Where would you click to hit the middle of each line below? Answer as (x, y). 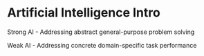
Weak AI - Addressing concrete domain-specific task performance (102, 45)
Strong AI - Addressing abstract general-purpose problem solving (101, 32)
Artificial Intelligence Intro (84, 13)
